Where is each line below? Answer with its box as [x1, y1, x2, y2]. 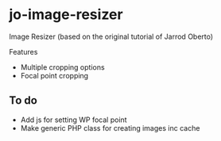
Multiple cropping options [20, 62, 106, 72]
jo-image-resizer [9, 6, 123, 24]
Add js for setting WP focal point [20, 115, 127, 124]
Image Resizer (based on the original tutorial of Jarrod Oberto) [9, 32, 214, 41]
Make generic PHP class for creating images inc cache [20, 123, 200, 132]
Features [9, 47, 38, 56]
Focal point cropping [20, 70, 89, 80]
